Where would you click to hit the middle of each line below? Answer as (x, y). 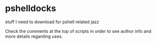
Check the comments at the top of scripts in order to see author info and (78, 31)
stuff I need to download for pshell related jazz (52, 22)
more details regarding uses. (34, 36)
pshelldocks (31, 8)
